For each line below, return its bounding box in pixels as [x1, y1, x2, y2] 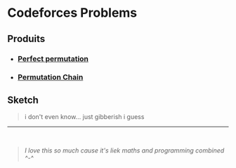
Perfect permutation [17, 54, 89, 64]
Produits [7, 33, 46, 45]
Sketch [7, 94, 39, 106]
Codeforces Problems [7, 5, 138, 21]
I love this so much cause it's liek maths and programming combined [24, 146, 225, 155]
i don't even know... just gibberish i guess [24, 113, 145, 121]
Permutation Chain [17, 72, 84, 82]
